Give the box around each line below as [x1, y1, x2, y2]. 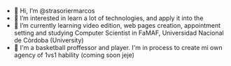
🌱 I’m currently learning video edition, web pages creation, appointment [13, 22, 221, 29]
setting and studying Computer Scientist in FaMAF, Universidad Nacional [13, 28, 224, 37]
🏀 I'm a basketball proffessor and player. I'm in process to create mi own [13, 44, 223, 51]
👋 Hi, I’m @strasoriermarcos [13, 7, 95, 15]
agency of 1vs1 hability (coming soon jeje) [13, 51, 135, 59]
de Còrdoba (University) [13, 36, 84, 44]
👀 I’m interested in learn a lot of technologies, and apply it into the [13, 14, 204, 22]
